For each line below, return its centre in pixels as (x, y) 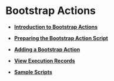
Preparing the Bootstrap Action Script (61, 38)
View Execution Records (44, 61)
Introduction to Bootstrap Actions (56, 27)
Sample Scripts (33, 72)
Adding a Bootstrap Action (47, 49)
